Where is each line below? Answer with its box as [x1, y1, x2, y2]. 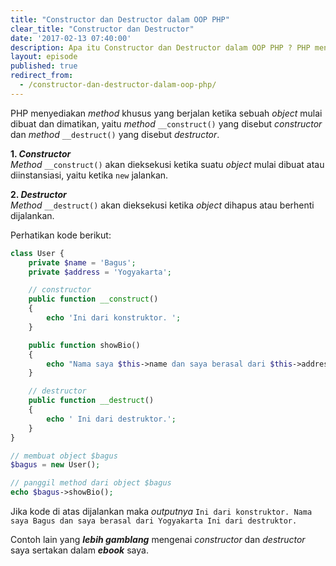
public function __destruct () [28, 396, 155, 406]
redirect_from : [10, 71, 74, 81]
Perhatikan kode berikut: [10, 229, 112, 241]
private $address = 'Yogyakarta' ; [28, 267, 172, 277]
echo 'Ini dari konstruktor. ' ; [46, 313, 182, 323]
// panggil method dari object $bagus [10, 478, 172, 488]
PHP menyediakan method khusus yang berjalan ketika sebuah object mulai [10, 107, 323, 119]
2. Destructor [10, 188, 67, 200]
